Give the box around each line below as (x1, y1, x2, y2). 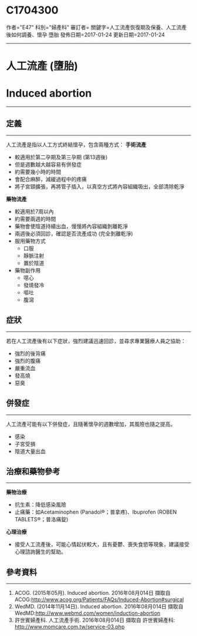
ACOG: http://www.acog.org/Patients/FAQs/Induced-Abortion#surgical (14, 596, 184, 603)
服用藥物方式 (14, 237, 46, 244)
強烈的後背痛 (14, 349, 46, 357)
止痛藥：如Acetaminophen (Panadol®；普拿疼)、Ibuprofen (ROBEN (14, 508, 177, 515)
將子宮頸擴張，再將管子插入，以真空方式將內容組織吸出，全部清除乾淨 (14, 183, 185, 190)
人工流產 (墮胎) (6, 59, 78, 73)
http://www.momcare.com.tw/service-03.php (14, 623, 125, 630)
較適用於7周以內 (14, 208, 54, 215)
